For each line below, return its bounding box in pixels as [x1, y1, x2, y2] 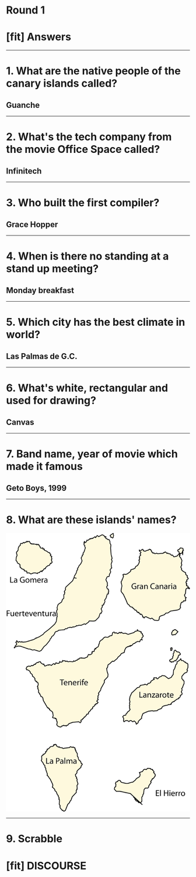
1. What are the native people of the [6, 64, 181, 78]
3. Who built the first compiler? [6, 196, 160, 210]
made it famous [6, 460, 83, 473]
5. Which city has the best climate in [6, 316, 185, 329]
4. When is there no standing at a [6, 250, 169, 263]
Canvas [6, 417, 34, 427]
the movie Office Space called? [6, 143, 160, 156]
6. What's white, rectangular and [6, 381, 168, 395]
